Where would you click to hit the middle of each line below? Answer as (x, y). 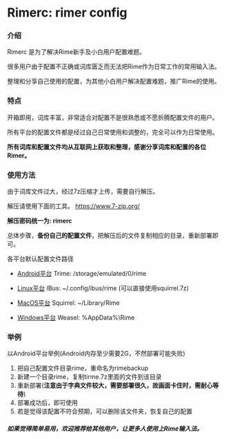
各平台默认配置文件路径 (40, 259)
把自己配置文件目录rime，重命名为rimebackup (83, 368)
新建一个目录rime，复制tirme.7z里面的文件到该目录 (89, 377)
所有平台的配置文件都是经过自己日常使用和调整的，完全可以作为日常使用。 (113, 132)
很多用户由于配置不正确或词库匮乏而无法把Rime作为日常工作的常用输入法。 (114, 66)
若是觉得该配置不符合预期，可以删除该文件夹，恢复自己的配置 (105, 411)
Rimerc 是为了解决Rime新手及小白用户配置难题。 (76, 52)
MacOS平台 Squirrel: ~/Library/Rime (68, 303)
